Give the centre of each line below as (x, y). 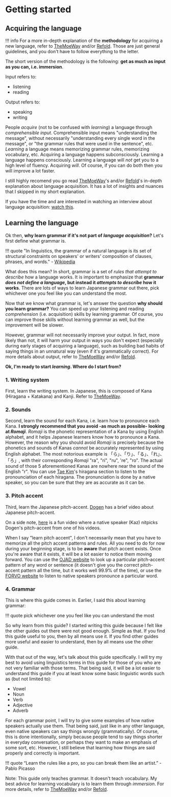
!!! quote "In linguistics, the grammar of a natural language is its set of (78, 251)
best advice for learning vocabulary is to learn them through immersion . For (85, 784)
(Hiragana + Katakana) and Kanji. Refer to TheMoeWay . (63, 396)
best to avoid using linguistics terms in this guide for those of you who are (83, 662)
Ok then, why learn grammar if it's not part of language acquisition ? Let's (84, 235)
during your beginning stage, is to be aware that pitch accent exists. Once (83, 548)
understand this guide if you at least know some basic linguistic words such (85, 673)
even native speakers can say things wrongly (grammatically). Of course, (82, 731)
